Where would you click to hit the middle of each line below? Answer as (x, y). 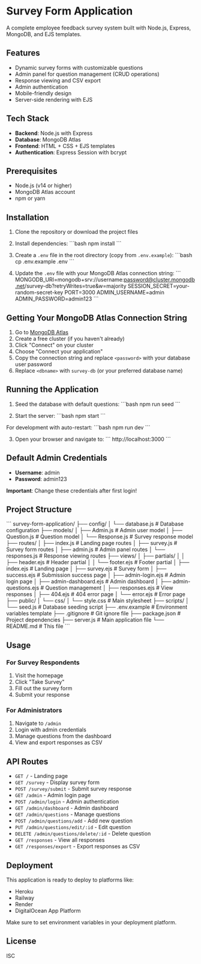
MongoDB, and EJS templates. (44, 34)
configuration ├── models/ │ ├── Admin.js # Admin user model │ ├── (94, 530)
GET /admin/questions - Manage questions (67, 815)
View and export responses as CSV (59, 742)
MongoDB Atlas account (45, 192)
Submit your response (42, 695)
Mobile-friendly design (43, 93)
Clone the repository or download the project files (76, 232)
